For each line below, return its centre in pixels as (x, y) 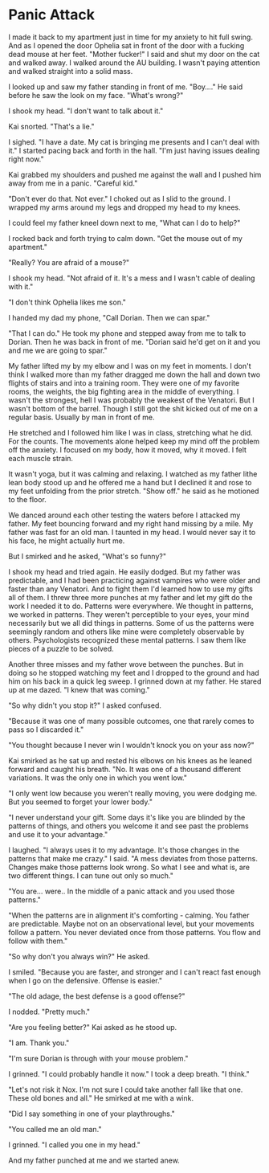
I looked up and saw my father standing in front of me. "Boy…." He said (126, 87)
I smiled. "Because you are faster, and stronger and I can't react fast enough (134, 972)
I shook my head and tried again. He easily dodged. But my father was (124, 571)
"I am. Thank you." (39, 1043)
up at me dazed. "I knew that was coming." (79, 689)
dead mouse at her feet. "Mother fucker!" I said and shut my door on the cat (134, 54)
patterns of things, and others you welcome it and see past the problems (128, 826)
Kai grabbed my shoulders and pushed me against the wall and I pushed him (135, 174)
